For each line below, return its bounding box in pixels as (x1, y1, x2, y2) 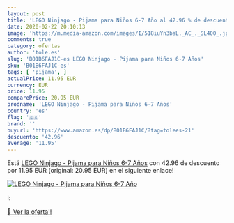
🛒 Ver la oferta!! (7, 208, 52, 216)
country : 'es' (7, 107, 49, 114)
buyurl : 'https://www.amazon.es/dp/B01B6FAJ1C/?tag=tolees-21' (7, 127, 195, 134)
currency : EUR (7, 82, 49, 89)
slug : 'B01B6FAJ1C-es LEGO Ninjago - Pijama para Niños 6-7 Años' (7, 56, 204, 63)
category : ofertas (7, 43, 61, 49)
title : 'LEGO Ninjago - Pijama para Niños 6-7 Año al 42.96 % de (7, 17, 201, 24)
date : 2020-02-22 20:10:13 (7, 23, 86, 30)
